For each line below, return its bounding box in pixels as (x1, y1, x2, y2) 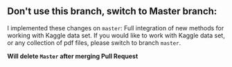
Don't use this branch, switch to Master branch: (7, 6, 217, 17)
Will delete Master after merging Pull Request (7, 52, 139, 60)
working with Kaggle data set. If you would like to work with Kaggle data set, (7, 31, 225, 39)
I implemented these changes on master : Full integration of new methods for (7, 23, 224, 32)
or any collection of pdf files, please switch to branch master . (7, 38, 181, 47)
